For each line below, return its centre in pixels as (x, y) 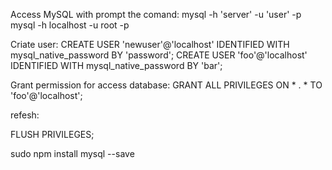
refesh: (25, 115)
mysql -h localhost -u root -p (70, 25)
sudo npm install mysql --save (72, 153)
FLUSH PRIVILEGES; (52, 134)
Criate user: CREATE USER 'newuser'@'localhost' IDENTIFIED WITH (150, 44)
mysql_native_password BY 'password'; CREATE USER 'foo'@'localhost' (159, 55)
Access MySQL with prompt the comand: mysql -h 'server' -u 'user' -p (156, 14)
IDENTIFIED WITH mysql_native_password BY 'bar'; (116, 65)
